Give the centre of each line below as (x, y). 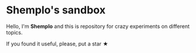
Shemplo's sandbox (56, 10)
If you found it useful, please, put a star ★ (57, 44)
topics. (14, 32)
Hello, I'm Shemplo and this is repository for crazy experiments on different (98, 26)
